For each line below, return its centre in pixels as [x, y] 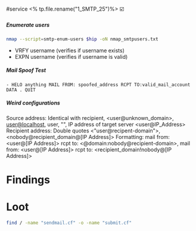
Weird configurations [33, 103]
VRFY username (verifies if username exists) [70, 50]
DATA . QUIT [21, 90]
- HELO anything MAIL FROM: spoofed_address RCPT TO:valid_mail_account [98, 85]
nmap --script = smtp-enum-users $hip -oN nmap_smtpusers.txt [83, 39]
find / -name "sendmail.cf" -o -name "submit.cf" [69, 223]
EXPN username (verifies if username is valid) [71, 56]
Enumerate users [28, 25]
